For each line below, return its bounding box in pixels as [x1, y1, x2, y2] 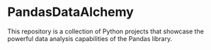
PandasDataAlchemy [7, 4, 135, 20]
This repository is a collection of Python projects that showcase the [7, 27, 204, 35]
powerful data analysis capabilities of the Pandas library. [7, 34, 173, 42]
